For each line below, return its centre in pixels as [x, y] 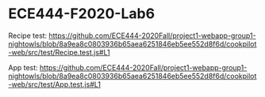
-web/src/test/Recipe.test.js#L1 [59, 52]
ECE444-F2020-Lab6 [82, 14]
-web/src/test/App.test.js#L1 [55, 84]
